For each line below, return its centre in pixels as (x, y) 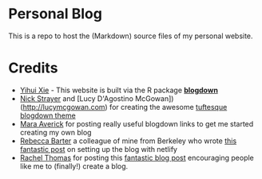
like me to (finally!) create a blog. (74, 166)
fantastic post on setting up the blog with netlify (99, 149)
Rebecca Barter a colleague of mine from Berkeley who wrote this (128, 141)
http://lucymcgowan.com (64, 107)
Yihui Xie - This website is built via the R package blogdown (119, 90)
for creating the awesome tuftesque (168, 107)
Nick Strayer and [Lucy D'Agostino (77, 98)
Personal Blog (55, 14)
